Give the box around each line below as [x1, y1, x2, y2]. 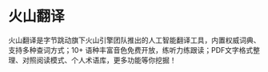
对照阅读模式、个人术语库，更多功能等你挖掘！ [22, 55, 177, 65]
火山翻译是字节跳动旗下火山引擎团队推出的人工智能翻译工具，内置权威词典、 [8, 35, 261, 45]
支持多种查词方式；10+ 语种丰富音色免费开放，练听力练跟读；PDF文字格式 [8, 45, 254, 54]
